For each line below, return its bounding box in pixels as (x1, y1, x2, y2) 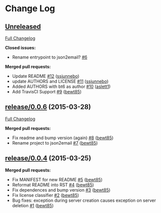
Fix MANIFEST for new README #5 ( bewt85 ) (12, 176, 103, 182)
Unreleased (5, 22, 41, 31)
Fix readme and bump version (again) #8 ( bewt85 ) (12, 135, 114, 141)
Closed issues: (5, 45, 36, 50)
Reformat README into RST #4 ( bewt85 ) (12, 182, 94, 188)
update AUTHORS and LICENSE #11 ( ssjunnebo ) (12, 79, 109, 84)
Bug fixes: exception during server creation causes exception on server (12, 197, 156, 203)
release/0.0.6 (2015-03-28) (5, 103, 91, 111)
